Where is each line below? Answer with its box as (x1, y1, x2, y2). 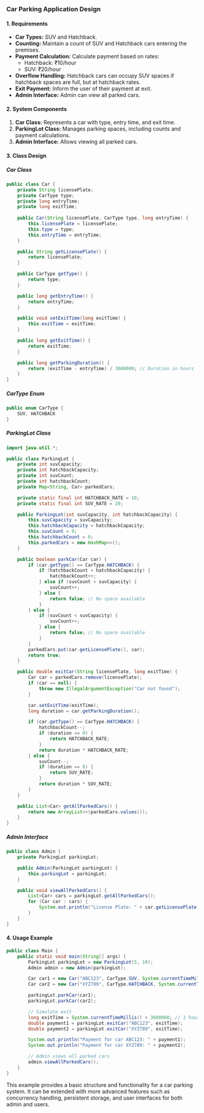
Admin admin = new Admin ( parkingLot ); (28, 964, 126, 971)
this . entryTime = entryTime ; (28, 232, 102, 238)
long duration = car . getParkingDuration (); (28, 708, 140, 714)
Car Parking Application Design (6, 5, 101, 13)
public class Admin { (6, 848, 61, 854)
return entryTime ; (28, 299, 75, 305)
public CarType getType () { (17, 271, 88, 277)
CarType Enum (6, 390, 45, 397)
